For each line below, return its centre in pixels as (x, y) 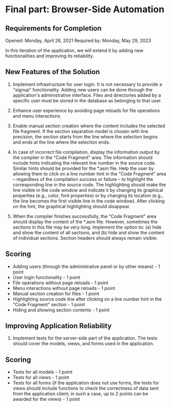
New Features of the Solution (52, 72)
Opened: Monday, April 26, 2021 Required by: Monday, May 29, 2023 (78, 40)
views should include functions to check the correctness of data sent (86, 388)
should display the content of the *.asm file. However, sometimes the (85, 221)
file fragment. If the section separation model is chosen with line (80, 131)
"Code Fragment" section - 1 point (49, 304)
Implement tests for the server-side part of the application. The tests (85, 338)
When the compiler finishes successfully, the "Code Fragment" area (84, 216)
